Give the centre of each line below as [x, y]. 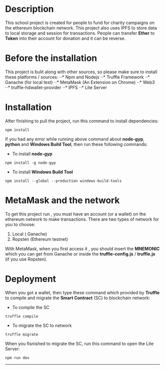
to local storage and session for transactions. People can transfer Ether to [80, 33]
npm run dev [17, 358]
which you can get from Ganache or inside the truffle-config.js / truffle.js [80, 254]
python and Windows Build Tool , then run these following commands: [76, 144]
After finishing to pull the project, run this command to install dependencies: [82, 121]
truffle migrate [22, 334]
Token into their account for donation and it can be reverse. [66, 38]
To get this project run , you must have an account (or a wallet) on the [76, 214]
